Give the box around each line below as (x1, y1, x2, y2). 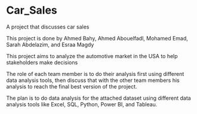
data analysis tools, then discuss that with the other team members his (6, 77, 180, 84)
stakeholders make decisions (6, 59, 78, 66)
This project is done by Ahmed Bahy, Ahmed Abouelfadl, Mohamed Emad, (6, 34, 188, 42)
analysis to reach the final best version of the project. (6, 83, 137, 90)
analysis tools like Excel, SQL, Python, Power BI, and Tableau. (6, 100, 158, 107)
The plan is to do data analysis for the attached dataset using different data (6, 94, 191, 102)
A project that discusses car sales (6, 23, 90, 30)
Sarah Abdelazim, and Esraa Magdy (6, 41, 94, 48)
